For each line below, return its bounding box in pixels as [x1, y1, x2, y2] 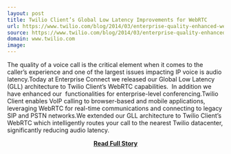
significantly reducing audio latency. [7, 126, 110, 134]
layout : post [7, 10, 45, 17]
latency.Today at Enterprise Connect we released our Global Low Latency [7, 75, 215, 83]
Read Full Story [93, 140, 138, 147]
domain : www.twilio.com [7, 36, 76, 42]
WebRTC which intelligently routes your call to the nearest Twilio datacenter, [7, 119, 223, 127]
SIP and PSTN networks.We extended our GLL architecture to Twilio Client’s [7, 112, 222, 120]
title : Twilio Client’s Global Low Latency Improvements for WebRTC [7, 16, 208, 23]
